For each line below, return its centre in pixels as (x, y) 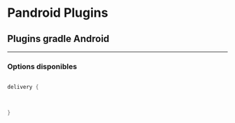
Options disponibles (42, 66)
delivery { (23, 87)
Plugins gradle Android (58, 39)
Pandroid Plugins (58, 13)
